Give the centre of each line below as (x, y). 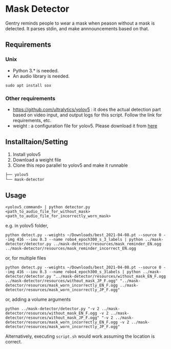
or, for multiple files (26, 258)
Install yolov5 (27, 154)
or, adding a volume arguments (38, 299)
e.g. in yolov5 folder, (27, 226)
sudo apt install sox (28, 85)
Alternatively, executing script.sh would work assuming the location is (80, 336)
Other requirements (30, 98)
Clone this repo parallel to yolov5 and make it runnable (70, 165)
